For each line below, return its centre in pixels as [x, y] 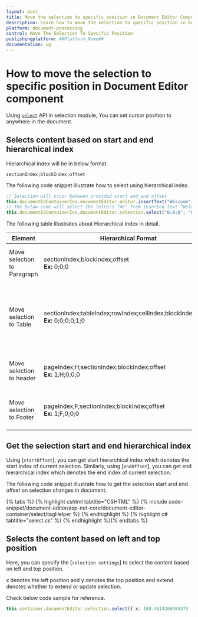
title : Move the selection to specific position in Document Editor [92, 17]
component [35, 99]
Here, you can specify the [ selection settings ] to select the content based [98, 562]
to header [23, 378]
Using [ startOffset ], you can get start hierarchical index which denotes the [98, 460]
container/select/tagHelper [39, 514]
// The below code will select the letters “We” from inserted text [92, 207]
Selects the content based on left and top [83, 539]
